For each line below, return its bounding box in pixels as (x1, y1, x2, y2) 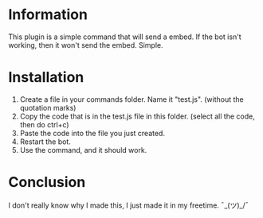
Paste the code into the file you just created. (19, 128, 166, 138)
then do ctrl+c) (19, 119, 69, 129)
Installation (8, 68, 84, 87)
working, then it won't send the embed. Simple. (8, 40, 163, 49)
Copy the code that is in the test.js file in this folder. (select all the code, (19, 111, 255, 121)
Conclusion (8, 173, 86, 192)
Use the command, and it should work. (19, 145, 147, 154)
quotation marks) (19, 103, 77, 112)
